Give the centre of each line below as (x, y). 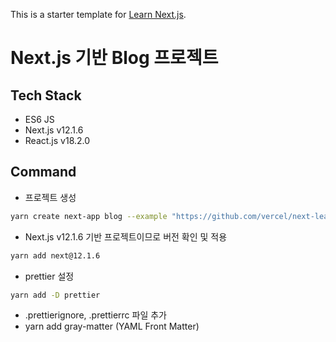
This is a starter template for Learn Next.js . (98, 14)
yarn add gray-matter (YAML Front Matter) (112, 326)
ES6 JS (39, 119)
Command (43, 172)
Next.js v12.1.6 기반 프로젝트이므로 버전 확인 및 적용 (126, 236)
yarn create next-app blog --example (89, 216)
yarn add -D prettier (55, 295)
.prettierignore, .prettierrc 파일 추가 (95, 315)
